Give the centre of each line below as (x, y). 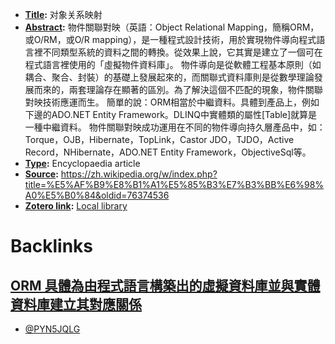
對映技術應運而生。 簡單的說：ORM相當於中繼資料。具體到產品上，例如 (172, 102)
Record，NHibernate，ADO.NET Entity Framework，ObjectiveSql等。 (168, 152)
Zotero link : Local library (76, 206)
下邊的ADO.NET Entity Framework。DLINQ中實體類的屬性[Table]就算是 (171, 114)
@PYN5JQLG (52, 329)
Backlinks (52, 246)
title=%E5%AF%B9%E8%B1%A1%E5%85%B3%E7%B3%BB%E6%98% (174, 184)
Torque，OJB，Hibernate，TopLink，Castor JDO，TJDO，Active (159, 139)
